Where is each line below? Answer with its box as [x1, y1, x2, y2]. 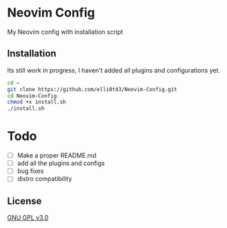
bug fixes [17, 167, 44, 175]
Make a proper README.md [17, 151, 97, 160]
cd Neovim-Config [7, 92, 57, 99]
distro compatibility [17, 175, 72, 183]
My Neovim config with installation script [7, 28, 124, 36]
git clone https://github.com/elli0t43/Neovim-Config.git [7, 86, 177, 93]
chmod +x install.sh [7, 99, 67, 106]
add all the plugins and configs [17, 159, 105, 167]
